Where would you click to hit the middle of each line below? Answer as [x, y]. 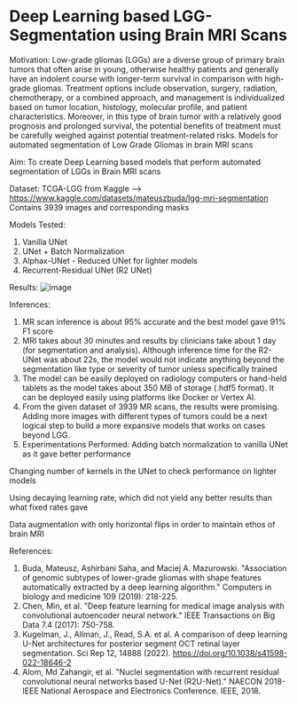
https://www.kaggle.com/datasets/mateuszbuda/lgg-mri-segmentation [139, 198]
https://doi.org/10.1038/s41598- [230, 653]
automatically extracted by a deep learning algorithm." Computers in [147, 587]
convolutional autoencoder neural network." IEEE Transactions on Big [148, 615]
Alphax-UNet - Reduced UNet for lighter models [109, 260]
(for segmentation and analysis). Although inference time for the [139, 350]
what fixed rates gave [49, 507]
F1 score [37, 331]
